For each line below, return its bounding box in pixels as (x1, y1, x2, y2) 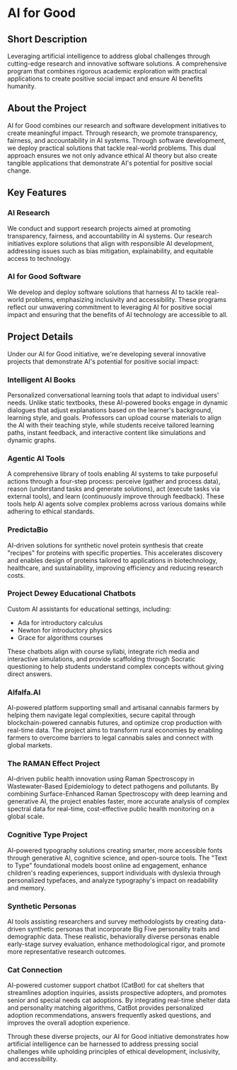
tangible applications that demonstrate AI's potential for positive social (7, 158, 213, 167)
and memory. (7, 883, 46, 892)
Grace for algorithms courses (17, 633, 104, 641)
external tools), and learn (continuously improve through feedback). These (7, 492, 225, 501)
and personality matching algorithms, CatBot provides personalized (7, 1004, 204, 1012)
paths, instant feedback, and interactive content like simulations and (7, 428, 207, 436)
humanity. (7, 82, 37, 90)
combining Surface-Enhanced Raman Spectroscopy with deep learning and (7, 790, 228, 798)
